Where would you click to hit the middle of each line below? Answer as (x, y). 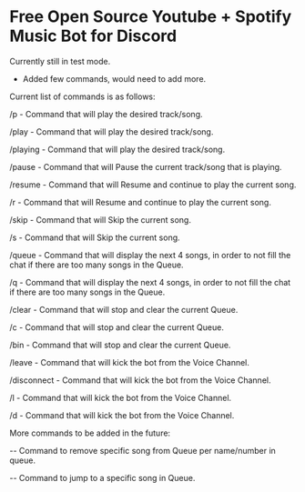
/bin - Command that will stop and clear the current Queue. (120, 345)
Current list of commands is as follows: (83, 96)
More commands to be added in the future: (90, 433)
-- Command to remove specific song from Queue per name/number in (142, 450)
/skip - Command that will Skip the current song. (100, 219)
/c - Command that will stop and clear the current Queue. (117, 327)
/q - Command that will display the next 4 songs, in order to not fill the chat (150, 282)
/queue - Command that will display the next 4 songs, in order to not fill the (150, 255)
